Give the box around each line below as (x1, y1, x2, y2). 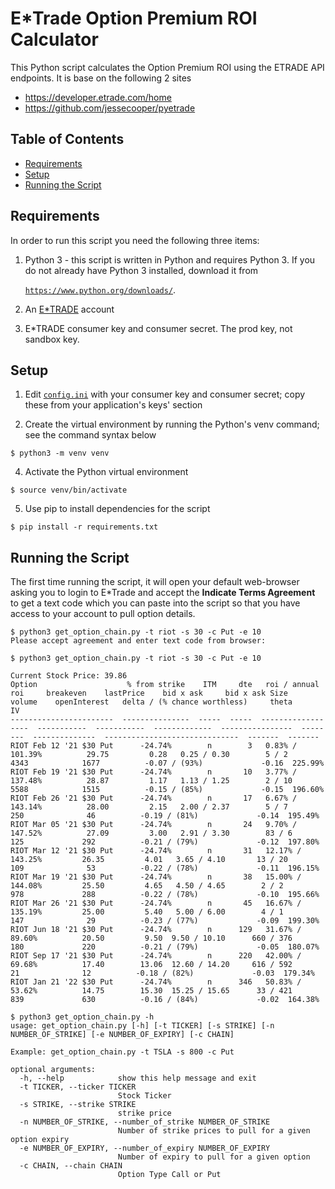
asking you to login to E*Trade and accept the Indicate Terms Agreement (10, 587, 316, 599)
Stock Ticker (117, 1091, 172, 1101)
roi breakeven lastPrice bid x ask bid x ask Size (10, 688, 288, 699)
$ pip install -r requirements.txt (10, 522, 159, 532)
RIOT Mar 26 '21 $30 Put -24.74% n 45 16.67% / (10, 898, 302, 909)
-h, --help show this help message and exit (19, 1073, 257, 1084)
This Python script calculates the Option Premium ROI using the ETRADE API (10, 61, 325, 73)
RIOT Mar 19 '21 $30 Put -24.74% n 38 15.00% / (10, 872, 302, 882)
